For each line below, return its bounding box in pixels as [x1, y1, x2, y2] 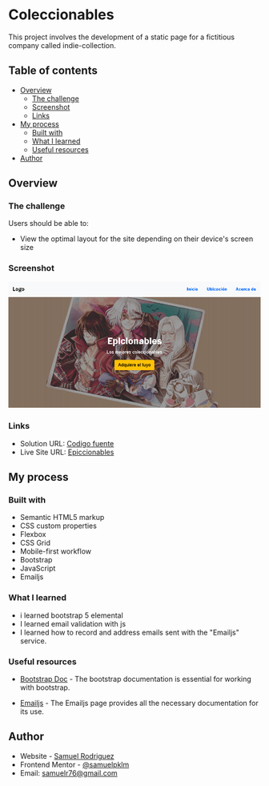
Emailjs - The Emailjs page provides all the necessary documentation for [19, 699, 259, 708]
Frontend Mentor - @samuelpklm [19, 760, 130, 769]
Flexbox [19, 530, 46, 539]
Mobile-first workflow [19, 546, 92, 556]
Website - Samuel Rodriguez [19, 751, 114, 760]
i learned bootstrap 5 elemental [19, 611, 124, 620]
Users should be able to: [8, 219, 90, 228]
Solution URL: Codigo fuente [19, 438, 114, 448]
